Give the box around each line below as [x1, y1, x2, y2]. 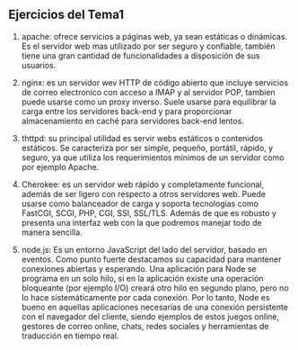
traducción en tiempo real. [21, 330, 119, 341]
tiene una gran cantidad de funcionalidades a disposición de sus [21, 49, 260, 61]
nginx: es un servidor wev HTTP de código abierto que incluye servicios [21, 76, 289, 88]
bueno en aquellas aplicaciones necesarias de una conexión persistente [21, 301, 289, 312]
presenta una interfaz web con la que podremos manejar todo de [21, 217, 262, 228]
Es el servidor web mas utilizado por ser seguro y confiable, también [21, 40, 276, 51]
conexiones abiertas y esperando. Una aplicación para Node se [21, 263, 257, 274]
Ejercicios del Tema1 [8, 7, 125, 22]
